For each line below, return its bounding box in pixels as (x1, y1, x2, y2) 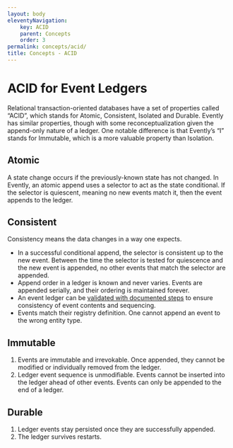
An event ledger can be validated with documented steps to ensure (17, 294, 213, 302)
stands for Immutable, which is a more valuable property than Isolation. (7, 134, 214, 142)
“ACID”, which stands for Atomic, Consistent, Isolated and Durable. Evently (7, 111, 224, 120)
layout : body (7, 10, 46, 18)
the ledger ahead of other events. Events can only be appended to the (17, 378, 222, 386)
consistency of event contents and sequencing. (17, 301, 157, 310)
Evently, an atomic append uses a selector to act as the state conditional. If (7, 180, 226, 189)
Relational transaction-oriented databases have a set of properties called (7, 103, 220, 112)
